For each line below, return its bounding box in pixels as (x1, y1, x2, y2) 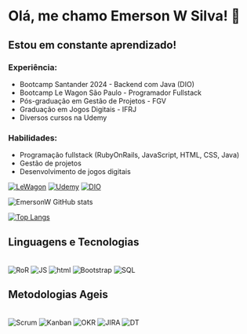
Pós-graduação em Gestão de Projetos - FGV (19, 96, 167, 105)
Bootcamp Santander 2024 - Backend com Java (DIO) (19, 79, 194, 89)
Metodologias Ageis (8, 288, 108, 301)
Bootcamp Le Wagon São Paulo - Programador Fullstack (19, 88, 202, 97)
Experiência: (8, 62, 57, 73)
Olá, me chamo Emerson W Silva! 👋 (8, 7, 241, 25)
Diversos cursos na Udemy (19, 113, 107, 122)
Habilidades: (8, 133, 57, 143)
